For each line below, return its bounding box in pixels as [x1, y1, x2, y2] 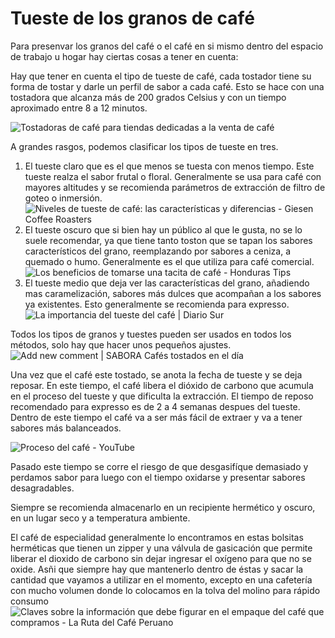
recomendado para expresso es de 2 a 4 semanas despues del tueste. [10, 400, 301, 412]
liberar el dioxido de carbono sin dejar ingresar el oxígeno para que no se [10, 552, 312, 564]
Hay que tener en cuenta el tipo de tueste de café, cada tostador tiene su [10, 70, 312, 82]
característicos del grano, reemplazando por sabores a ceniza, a [24, 245, 292, 257]
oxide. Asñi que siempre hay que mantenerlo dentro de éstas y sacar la [10, 563, 304, 575]
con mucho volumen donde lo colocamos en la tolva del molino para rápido [10, 584, 321, 596]
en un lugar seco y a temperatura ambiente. [10, 512, 191, 524]
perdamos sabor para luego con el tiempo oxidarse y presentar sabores [10, 471, 306, 483]
